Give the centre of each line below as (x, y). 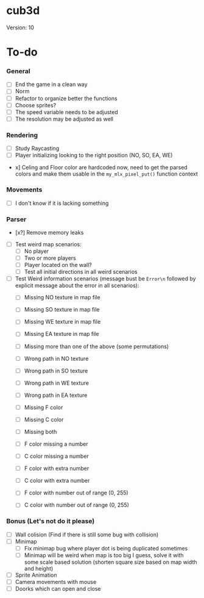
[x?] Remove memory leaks (49, 232)
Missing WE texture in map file (62, 322)
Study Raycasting (37, 148)
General (18, 71)
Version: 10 (20, 27)
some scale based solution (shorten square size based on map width (111, 562)
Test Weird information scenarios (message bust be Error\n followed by (105, 279)
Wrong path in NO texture (56, 358)
